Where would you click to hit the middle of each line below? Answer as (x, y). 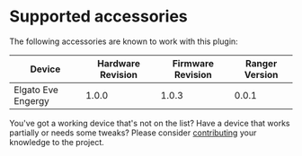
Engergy (31, 100)
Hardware (119, 63)
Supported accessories (99, 17)
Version (261, 74)
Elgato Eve (36, 90)
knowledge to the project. (57, 142)
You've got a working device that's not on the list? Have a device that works (150, 123)
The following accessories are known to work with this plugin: (124, 41)
